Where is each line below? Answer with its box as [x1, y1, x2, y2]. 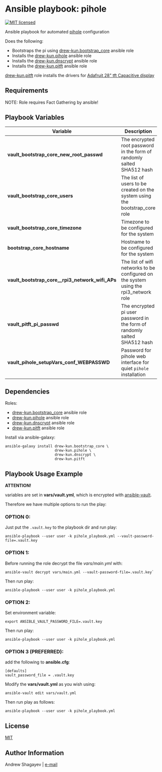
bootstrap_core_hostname [7, 244, 69, 251]
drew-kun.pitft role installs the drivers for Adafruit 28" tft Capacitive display [5, 72, 155, 78]
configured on [121, 270, 153, 277]
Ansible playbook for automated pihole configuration [5, 29, 109, 34]
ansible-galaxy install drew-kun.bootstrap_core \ [5, 444, 109, 449]
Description [124, 127, 152, 134]
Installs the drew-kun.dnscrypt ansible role [12, 58, 97, 63]
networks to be [121, 264, 155, 271]
